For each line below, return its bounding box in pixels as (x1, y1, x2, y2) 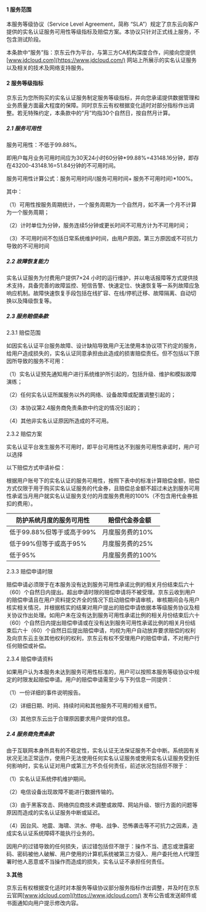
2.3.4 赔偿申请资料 (6, 655, 53, 662)
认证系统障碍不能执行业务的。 (22, 830, 98, 837)
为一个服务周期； (6, 209, 50, 216)
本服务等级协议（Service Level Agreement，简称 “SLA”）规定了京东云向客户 (6, 20, 199, 28)
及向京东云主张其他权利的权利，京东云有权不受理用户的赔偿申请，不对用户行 (6, 635, 200, 642)
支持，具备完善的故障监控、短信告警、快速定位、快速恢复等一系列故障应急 (11, 282, 200, 289)
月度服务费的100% (102, 551, 158, 559)
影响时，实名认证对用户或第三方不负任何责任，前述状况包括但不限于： (11, 762, 189, 770)
